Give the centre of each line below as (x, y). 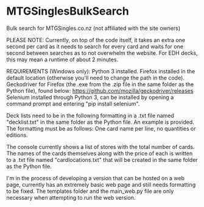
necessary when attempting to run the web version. (71, 197)
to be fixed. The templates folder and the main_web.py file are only (90, 191)
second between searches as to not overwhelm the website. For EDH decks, (102, 53)
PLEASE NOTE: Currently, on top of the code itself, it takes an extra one (96, 40)
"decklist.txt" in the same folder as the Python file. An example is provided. (100, 122)
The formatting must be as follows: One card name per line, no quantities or (101, 128)
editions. (17, 135)
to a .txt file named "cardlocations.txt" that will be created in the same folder (102, 159)
